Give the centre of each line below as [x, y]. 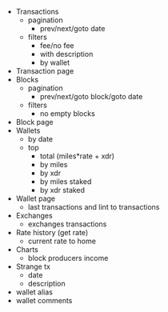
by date [40, 139]
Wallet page [36, 198]
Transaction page [45, 71]
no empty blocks [68, 114]
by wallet [55, 62]
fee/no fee [57, 46]
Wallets [28, 130]
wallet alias [34, 292]
